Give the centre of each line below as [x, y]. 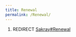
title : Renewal [21, 10]
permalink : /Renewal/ [28, 15]
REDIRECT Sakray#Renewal [42, 29]
